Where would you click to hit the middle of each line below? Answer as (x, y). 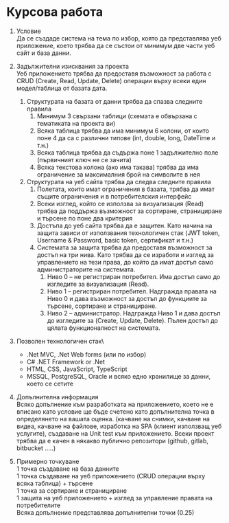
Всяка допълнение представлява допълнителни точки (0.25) (105, 512)
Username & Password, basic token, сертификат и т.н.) (115, 240)
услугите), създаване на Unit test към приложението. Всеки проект (115, 433)
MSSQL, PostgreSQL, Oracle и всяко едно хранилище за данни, (119, 376)
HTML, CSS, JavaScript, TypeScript (77, 369)
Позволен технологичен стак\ (60, 341)
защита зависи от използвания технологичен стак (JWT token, (128, 233)
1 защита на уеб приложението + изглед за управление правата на (114, 498)
